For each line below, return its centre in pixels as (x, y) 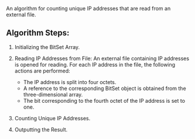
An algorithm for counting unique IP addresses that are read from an (88, 8)
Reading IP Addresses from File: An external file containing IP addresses (102, 58)
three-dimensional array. (53, 94)
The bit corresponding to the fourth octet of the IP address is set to (104, 100)
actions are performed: (42, 71)
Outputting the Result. (41, 129)
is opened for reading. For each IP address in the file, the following (95, 64)
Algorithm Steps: (38, 33)
